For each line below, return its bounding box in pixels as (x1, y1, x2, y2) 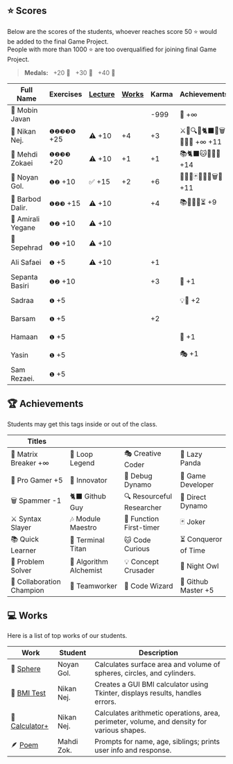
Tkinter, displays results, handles (94, 688, 202, 698)
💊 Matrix (10, 449, 38, 459)
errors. (94, 697, 116, 706)
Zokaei (10, 158, 33, 168)
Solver (10, 565, 32, 575)
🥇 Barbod (10, 194, 42, 204)
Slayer (10, 522, 31, 532)
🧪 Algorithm (69, 557, 109, 566)
